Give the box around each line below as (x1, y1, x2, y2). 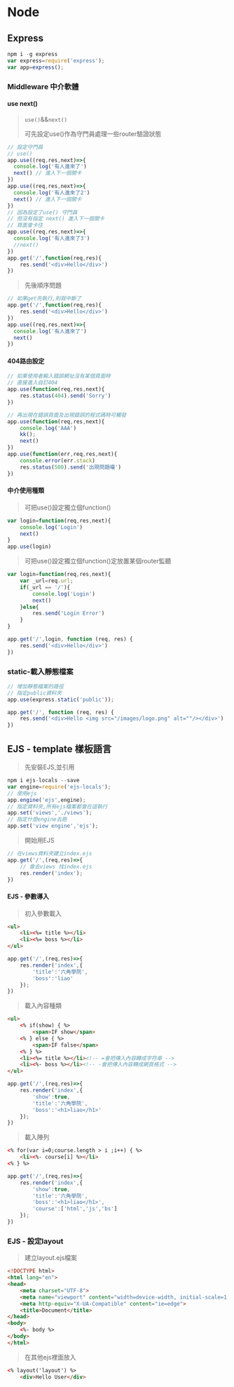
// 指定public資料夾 (7, 689, 62, 697)
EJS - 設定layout (7, 1236, 64, 1246)
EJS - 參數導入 (7, 892, 50, 900)
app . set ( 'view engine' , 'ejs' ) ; (7, 822, 99, 830)
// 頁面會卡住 (7, 222, 43, 229)
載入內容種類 (24, 1001, 62, 1010)
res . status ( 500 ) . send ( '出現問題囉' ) (20, 464, 122, 471)
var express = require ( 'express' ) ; (7, 57, 105, 64)
